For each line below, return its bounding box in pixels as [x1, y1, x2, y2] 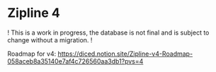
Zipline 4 [7, 5, 60, 21]
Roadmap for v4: [7, 49, 57, 58]
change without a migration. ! [7, 35, 93, 44]
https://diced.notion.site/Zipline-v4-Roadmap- [57, 49, 193, 58]
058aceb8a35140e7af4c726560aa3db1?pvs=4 [7, 56, 144, 65]
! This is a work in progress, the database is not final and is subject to [7, 28, 210, 37]
